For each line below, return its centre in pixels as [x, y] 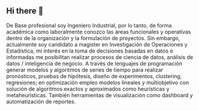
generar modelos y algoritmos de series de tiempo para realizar [85, 70]
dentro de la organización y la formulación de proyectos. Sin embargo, [93, 38]
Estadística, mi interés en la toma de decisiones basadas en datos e [90, 51]
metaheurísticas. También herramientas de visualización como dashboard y [99, 95]
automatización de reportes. [41, 101]
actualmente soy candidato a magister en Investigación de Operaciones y [97, 44]
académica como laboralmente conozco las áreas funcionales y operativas [99, 32]
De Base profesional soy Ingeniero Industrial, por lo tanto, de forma [89, 25]
